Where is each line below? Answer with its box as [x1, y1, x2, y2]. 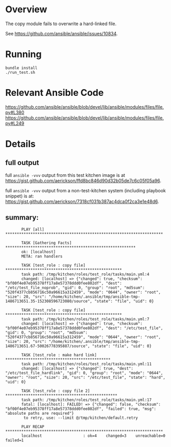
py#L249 [5, 120, 25, 126]
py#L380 [5, 109, 25, 115]
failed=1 [5, 437, 24, 443]
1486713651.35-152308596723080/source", [5, 298, 93, 303]
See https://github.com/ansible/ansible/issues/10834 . [5, 30, 118, 36]
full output [5, 158, 39, 167]
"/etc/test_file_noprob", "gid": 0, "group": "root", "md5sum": [5, 285, 145, 290]
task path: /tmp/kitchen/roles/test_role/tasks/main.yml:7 [21, 316, 150, 321]
